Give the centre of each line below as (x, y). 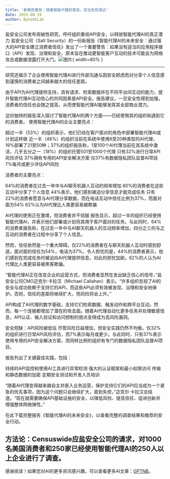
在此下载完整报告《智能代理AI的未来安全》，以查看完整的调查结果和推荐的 (82, 415)
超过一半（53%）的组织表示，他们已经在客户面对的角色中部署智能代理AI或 (83, 133)
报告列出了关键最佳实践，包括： (38, 358)
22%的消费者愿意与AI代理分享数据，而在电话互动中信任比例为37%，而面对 (83, 198)
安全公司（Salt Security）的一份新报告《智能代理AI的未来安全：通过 (86, 40)
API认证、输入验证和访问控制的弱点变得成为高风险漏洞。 (73, 317)
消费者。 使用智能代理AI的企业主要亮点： (52, 122)
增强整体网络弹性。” (25, 405)
